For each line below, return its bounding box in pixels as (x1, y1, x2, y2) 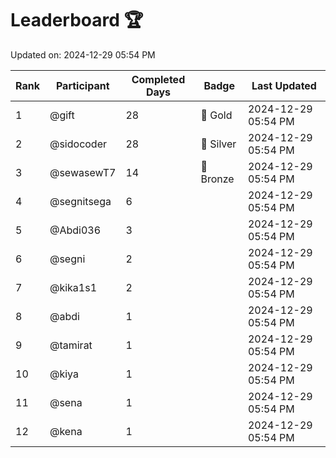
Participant (55, 78, 110, 92)
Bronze (200, 172, 235, 186)
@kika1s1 (49, 280, 98, 294)
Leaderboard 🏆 (10, 9, 144, 32)
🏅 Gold (200, 108, 233, 122)
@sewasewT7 (49, 165, 117, 179)
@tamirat (49, 338, 93, 352)
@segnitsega (49, 194, 112, 208)
